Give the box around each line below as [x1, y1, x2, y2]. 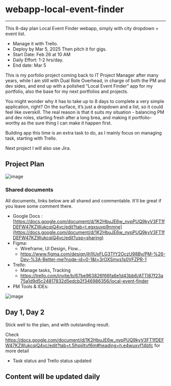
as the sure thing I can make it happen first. [21, 120, 112, 126]
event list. [5, 31, 26, 37]
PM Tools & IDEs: [12, 284, 49, 290]
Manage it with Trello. [12, 40, 59, 46]
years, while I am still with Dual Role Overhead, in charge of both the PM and [5, 78, 166, 84]
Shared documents [5, 186, 53, 193]
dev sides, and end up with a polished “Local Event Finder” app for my [5, 83, 153, 89]
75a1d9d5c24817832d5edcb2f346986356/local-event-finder [20, 278, 149, 284]
